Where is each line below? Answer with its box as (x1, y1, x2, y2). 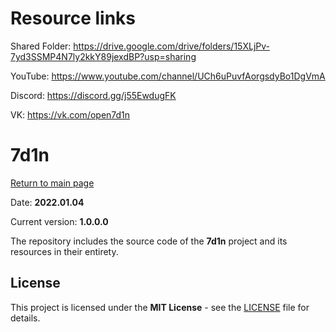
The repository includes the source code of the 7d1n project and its (10, 235, 288, 247)
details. (10, 312, 41, 324)
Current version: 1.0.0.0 (10, 215, 109, 227)
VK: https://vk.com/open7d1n (10, 108, 131, 121)
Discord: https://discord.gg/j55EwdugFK (10, 89, 177, 101)
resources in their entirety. (10, 245, 119, 257)
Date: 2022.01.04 (10, 196, 85, 208)
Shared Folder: (10, 40, 72, 52)
